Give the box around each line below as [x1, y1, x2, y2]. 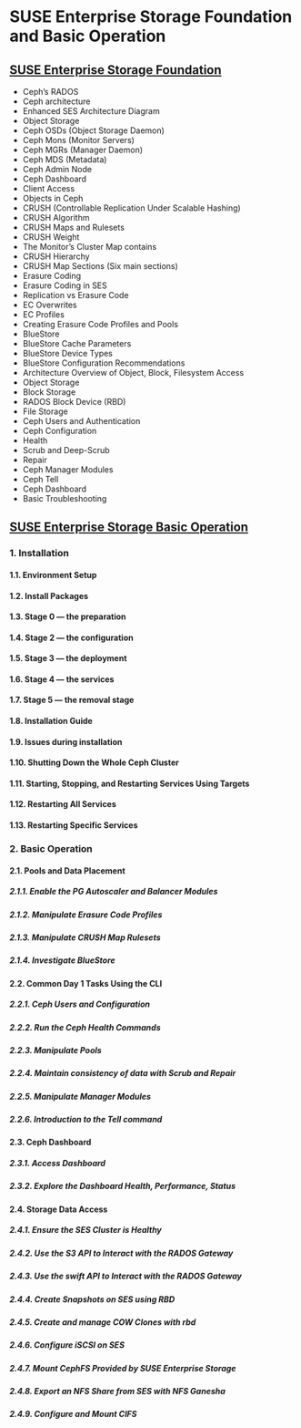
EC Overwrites [22, 299, 77, 310]
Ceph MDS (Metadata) [22, 154, 107, 165]
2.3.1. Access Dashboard [9, 1158, 106, 1169]
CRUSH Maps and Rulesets [22, 222, 125, 233]
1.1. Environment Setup [9, 569, 97, 580]
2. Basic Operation [9, 842, 93, 854]
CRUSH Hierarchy [22, 251, 90, 262]
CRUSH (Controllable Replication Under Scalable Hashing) [22, 202, 241, 213]
